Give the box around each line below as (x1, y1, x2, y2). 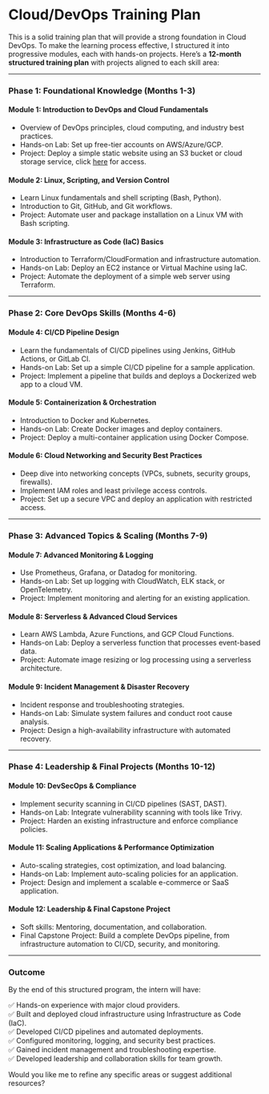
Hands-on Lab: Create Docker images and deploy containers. (19, 424, 223, 433)
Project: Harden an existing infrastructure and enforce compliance (19, 815, 239, 826)
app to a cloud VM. (19, 379, 83, 389)
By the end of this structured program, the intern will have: (8, 985, 202, 995)
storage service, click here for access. (19, 157, 147, 167)
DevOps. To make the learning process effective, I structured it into (8, 40, 230, 50)
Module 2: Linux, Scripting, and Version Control (8, 175, 170, 185)
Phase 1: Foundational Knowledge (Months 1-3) (8, 85, 196, 96)
